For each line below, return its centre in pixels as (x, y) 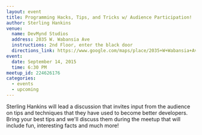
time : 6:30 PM (29, 67)
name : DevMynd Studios (40, 34)
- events (23, 84)
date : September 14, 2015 (44, 62)
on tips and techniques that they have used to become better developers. (97, 113)
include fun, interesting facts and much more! (63, 125)
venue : (14, 28)
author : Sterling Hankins (38, 23)
